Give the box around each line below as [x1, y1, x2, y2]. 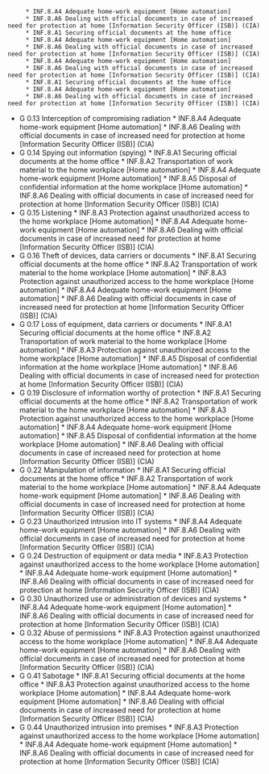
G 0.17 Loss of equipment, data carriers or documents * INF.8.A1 [19, 320, 233, 328]
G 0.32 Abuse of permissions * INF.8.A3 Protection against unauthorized [19, 628, 260, 638]
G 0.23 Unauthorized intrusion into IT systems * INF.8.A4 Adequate [19, 517, 242, 526]
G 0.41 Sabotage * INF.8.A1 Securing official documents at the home [19, 671, 246, 680]
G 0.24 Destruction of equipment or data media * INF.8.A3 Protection [19, 551, 249, 560]
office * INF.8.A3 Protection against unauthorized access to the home [19, 680, 250, 689]
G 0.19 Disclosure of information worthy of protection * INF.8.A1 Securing [19, 388, 262, 397]
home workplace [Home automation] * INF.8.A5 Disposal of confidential [19, 354, 258, 363]
